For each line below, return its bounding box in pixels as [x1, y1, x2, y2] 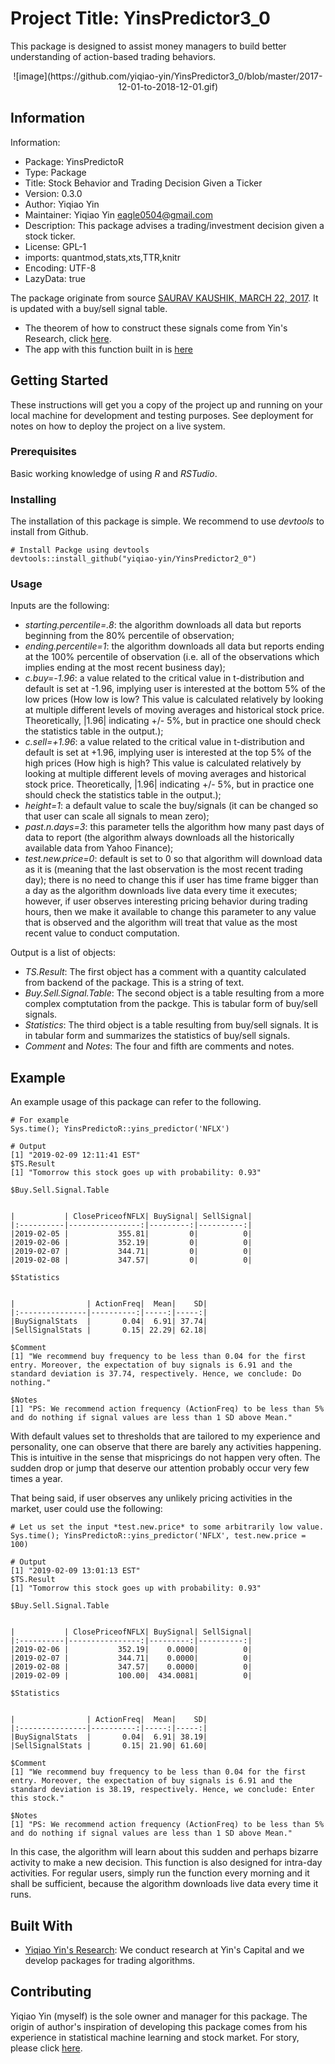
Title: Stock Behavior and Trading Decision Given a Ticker [24, 177, 263, 189]
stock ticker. [24, 230, 76, 242]
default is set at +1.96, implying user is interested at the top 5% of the [24, 747, 312, 759]
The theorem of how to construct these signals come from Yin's [24, 322, 288, 334]
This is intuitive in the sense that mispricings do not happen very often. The [10, 1452, 321, 1464]
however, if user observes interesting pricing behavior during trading [24, 895, 308, 907]
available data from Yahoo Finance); [24, 842, 174, 854]
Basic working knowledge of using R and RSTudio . [10, 467, 218, 479]
